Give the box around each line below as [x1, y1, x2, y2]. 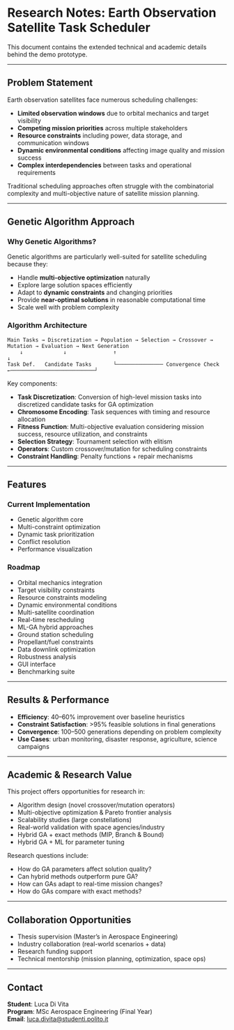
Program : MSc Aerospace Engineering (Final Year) [7, 1007, 153, 1015]
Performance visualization [17, 545, 93, 554]
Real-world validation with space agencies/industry [17, 823, 165, 831]
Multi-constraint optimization [17, 523, 101, 531]
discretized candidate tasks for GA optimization [17, 400, 154, 409]
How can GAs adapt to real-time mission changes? [17, 880, 163, 888]
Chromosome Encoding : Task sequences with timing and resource [17, 407, 210, 416]
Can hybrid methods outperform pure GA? [17, 872, 138, 881]
